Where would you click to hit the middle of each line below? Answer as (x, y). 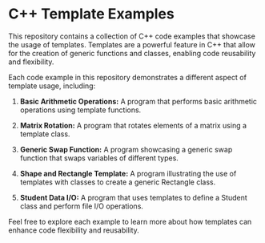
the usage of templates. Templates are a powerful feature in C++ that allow (132, 44)
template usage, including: (52, 86)
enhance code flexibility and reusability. (74, 230)
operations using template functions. (80, 110)
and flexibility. (31, 62)
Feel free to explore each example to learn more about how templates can (130, 221)
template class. (45, 134)
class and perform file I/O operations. (82, 206)
